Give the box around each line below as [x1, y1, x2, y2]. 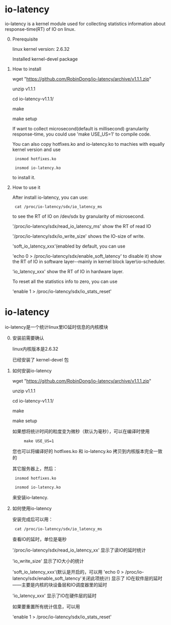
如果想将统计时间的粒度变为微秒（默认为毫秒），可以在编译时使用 [12, 428, 150, 434]
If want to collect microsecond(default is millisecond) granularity [12, 125, 149, 131]
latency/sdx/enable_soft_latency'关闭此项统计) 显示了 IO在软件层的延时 [12, 575, 163, 581]
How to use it [12, 184, 41, 191]
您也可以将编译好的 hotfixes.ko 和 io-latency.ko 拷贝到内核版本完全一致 [12, 448, 163, 454]
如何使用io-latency [12, 505, 52, 512]
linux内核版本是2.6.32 [12, 346, 59, 352]
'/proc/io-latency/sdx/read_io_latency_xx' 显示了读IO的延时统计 [12, 547, 146, 553]
